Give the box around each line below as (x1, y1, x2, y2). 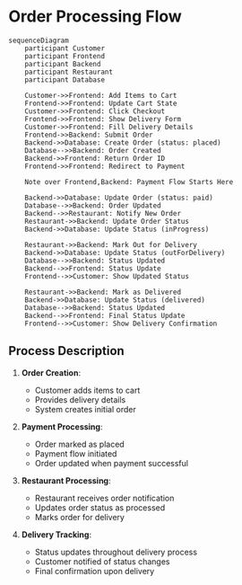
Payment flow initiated (34, 448, 117, 459)
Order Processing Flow (8, 6, 183, 27)
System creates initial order (34, 403, 136, 414)
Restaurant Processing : (21, 474, 111, 486)
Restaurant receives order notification (34, 492, 175, 503)
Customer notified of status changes (34, 555, 170, 567)
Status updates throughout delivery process (34, 546, 198, 557)
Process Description (8, 343, 125, 359)
